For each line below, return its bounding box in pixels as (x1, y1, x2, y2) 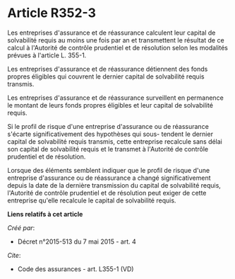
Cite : (7, 251, 21, 259)
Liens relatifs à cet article (7, 210, 83, 218)
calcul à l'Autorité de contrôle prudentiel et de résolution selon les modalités (7, 43, 228, 52)
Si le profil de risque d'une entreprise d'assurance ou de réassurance (7, 122, 210, 130)
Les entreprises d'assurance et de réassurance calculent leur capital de (7, 28, 216, 37)
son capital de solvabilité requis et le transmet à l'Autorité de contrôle (7, 144, 209, 153)
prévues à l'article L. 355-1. (7, 51, 87, 59)
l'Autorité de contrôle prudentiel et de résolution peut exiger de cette (7, 188, 207, 197)
